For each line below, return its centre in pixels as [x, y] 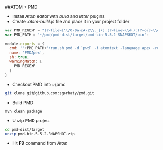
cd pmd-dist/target [25, 129]
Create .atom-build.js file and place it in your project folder [71, 22]
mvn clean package [24, 111]
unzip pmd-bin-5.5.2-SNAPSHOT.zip [40, 134]
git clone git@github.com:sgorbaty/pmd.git [50, 93]
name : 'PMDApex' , [27, 53]
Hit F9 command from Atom [40, 143]
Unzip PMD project [31, 120]
